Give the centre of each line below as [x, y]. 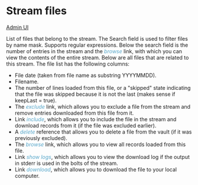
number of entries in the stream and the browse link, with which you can [94, 51]
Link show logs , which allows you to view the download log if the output [102, 157]
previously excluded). [41, 138]
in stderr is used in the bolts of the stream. [66, 163]
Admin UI [17, 27]
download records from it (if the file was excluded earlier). [85, 125]
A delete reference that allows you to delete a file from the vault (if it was [103, 132]
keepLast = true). [36, 100]
